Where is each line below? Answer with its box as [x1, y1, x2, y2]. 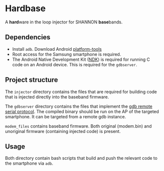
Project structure [5, 76, 58, 84]
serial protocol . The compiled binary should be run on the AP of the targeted [5, 108, 159, 114]
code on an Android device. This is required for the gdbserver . [12, 61, 137, 67]
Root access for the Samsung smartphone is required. [12, 51, 121, 57]
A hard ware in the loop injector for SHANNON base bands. [5, 19, 123, 25]
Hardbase [5, 3, 46, 14]
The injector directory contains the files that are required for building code [5, 89, 157, 95]
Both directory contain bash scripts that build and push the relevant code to [5, 155, 158, 161]
